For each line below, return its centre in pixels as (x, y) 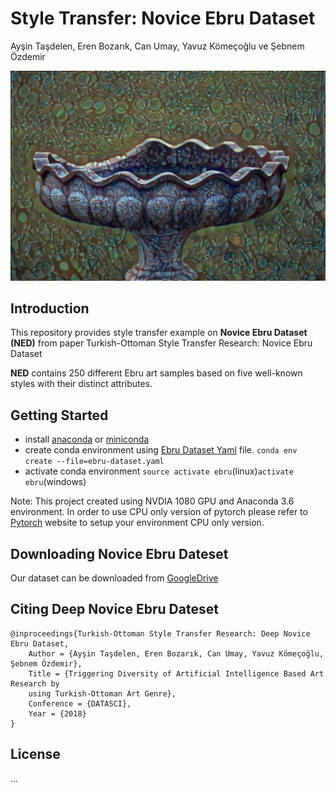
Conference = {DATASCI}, (80, 703)
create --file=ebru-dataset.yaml (94, 462)
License (35, 754)
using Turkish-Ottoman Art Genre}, (102, 693)
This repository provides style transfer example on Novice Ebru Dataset (159, 333)
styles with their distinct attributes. (81, 384)
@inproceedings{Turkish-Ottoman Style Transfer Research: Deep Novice (160, 633)
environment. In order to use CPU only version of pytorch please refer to (159, 512)
